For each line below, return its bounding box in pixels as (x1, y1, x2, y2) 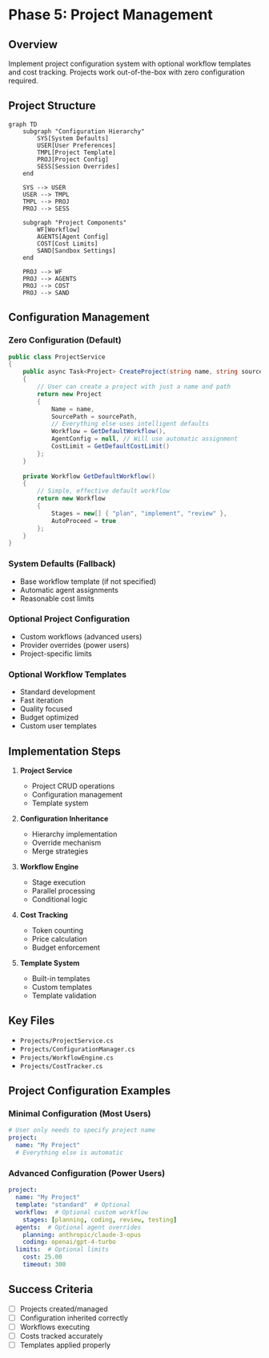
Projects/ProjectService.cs (19, 1036, 114, 1044)
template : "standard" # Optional (15, 1201, 130, 1209)
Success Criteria (8, 1283, 94, 1296)
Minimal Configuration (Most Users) (8, 1109, 151, 1120)
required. (8, 76, 38, 85)
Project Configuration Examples (8, 1084, 171, 1098)
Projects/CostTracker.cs (19, 1062, 103, 1070)
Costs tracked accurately (19, 1331, 103, 1340)
